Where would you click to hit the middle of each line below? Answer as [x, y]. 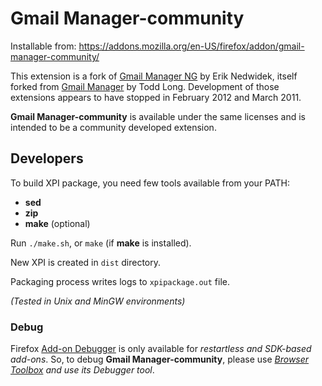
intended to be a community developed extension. [113, 127]
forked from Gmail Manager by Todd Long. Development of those [145, 86]
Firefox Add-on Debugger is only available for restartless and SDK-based [161, 349]
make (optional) [57, 223]
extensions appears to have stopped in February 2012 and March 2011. [156, 97]
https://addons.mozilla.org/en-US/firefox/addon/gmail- [191, 46]
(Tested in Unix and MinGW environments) [98, 301]
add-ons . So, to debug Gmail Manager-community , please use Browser [160, 359]
